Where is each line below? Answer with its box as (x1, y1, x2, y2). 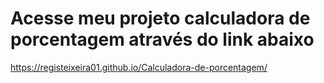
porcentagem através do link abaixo (10, 28, 315, 51)
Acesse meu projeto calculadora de (10, 7, 311, 30)
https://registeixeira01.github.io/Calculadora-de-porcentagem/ (10, 61, 268, 73)
